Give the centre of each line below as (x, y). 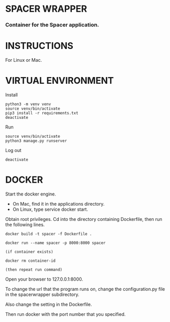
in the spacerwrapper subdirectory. (42, 294)
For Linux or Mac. (24, 60)
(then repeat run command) (34, 269)
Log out (13, 150)
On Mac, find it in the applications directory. (59, 204)
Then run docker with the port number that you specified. (65, 314)
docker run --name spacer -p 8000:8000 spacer (55, 243)
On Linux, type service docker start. (50, 209)
